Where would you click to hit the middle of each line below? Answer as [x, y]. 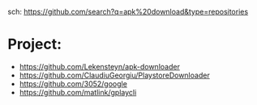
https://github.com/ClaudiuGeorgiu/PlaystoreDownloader [114, 75]
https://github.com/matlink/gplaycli [78, 92]
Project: [35, 44]
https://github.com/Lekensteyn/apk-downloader [99, 66]
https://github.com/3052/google [73, 83]
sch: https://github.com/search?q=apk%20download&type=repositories [128, 12]
